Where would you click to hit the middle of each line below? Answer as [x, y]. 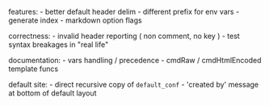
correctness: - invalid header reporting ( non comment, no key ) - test [124, 36]
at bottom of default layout [53, 93]
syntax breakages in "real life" [59, 45]
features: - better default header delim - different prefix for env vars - [124, 12]
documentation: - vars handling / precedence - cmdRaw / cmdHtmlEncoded [135, 60]
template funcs [34, 69]
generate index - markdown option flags [76, 20]
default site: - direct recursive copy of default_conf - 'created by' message [134, 85]
